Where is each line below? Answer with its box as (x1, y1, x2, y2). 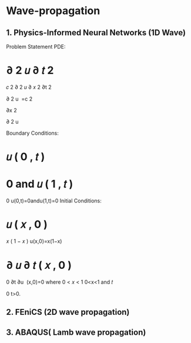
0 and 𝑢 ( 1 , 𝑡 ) (6, 178, 73, 191)
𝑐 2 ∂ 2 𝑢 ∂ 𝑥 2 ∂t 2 (6, 84, 52, 91)
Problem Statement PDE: (6, 43, 66, 50)
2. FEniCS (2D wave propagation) (6, 307, 130, 317)
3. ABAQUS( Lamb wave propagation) (6, 327, 146, 337)
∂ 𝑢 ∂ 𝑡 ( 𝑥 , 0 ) (6, 259, 72, 272)
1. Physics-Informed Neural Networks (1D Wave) (6, 28, 186, 38)
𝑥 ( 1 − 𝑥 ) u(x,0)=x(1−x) (6, 238, 62, 245)
